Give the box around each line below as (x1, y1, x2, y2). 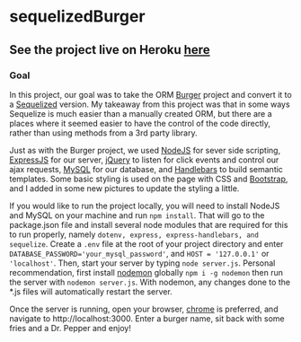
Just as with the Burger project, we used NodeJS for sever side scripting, (9, 145, 281, 155)
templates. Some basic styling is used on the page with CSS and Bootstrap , (9, 173, 288, 184)
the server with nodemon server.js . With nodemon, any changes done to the (9, 276, 290, 287)
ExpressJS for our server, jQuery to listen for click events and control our (9, 154, 279, 165)
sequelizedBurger (9, 6, 146, 27)
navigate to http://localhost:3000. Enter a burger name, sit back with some (9, 312, 285, 324)
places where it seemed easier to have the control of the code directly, (9, 118, 271, 128)
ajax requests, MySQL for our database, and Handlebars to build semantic (9, 163, 283, 174)
